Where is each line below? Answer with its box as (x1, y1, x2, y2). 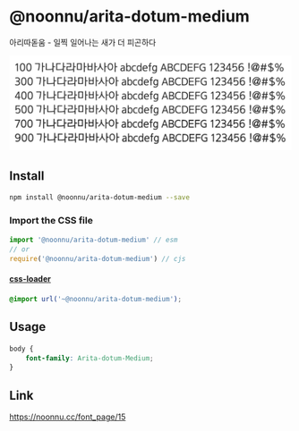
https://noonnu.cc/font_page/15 (9, 411, 126, 422)
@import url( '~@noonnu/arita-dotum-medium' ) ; (9, 295, 182, 304)
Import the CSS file (9, 214, 94, 226)
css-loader (9, 274, 51, 284)
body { (9, 344, 34, 353)
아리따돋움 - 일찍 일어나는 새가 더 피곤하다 (9, 37, 157, 47)
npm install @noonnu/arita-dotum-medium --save (9, 193, 191, 202)
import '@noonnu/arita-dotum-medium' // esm (9, 235, 178, 245)
